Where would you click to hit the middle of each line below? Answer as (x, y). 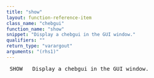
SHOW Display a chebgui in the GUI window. (79, 69)
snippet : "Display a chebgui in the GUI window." (71, 35)
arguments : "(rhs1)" (33, 52)
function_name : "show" (35, 29)
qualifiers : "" (26, 40)
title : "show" (25, 12)
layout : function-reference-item (49, 18)
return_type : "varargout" (39, 46)
